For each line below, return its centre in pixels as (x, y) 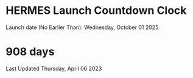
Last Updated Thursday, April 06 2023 (54, 68)
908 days (30, 52)
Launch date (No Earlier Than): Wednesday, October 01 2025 (82, 27)
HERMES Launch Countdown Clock (96, 11)
